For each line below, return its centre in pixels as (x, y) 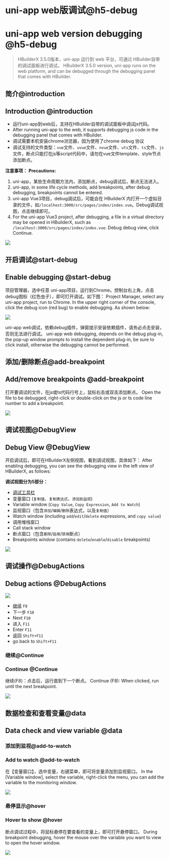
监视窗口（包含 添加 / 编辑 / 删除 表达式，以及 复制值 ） (62, 510)
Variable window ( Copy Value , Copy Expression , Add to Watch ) (76, 504)
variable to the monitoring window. (41, 783)
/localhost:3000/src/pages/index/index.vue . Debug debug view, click (86, 228)
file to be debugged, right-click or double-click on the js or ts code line (79, 398)
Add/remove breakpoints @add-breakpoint (75, 379)
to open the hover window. (33, 843)
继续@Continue (25, 655)
